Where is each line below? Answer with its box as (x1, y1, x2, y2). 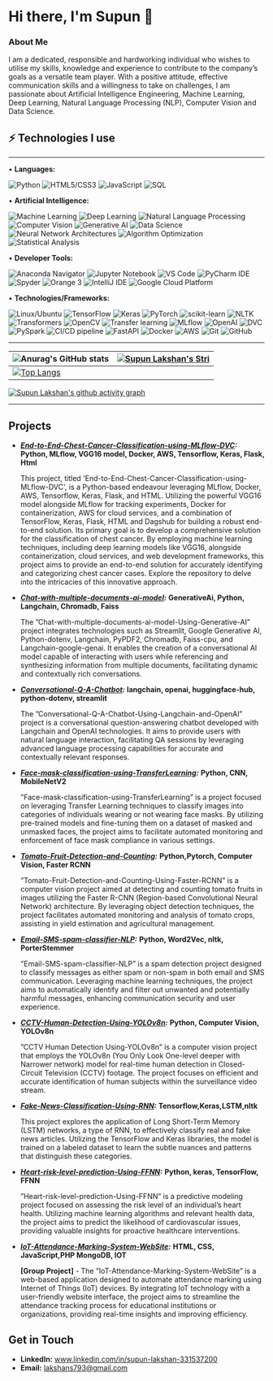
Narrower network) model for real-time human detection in (19, 1059, 217, 1069)
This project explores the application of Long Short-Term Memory (19, 1117, 240, 1127)
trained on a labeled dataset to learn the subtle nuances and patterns (19, 1143, 252, 1153)
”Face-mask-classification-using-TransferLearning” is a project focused (19, 792, 262, 803)
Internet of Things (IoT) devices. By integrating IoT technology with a (19, 1284, 250, 1293)
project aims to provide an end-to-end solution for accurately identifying (19, 560, 263, 569)
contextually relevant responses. (19, 752, 130, 762)
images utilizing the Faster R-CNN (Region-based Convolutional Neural (19, 893, 258, 903)
